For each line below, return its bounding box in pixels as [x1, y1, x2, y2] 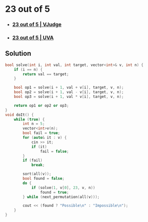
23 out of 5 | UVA [12, 34, 54, 41]
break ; [31, 162, 45, 168]
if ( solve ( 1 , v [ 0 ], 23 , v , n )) [31, 185, 96, 190]
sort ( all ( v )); [23, 171, 51, 177]
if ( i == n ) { [14, 67, 43, 72]
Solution [5, 49, 31, 58]
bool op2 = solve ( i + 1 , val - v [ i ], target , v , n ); [14, 90, 124, 95]
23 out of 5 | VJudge [12, 21, 62, 28]
